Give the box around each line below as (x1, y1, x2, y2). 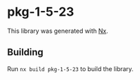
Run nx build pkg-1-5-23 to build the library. (7, 64, 134, 72)
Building (7, 46, 43, 58)
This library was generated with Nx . (7, 27, 108, 35)
